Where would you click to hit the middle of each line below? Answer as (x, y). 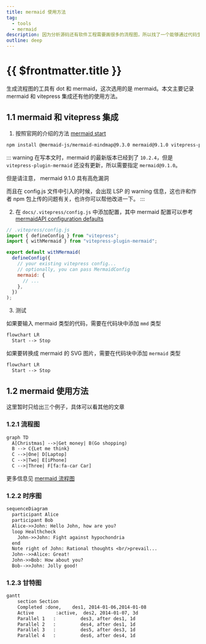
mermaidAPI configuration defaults (59, 219)
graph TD (17, 438)
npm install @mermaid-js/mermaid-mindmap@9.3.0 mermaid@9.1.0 (87, 145)
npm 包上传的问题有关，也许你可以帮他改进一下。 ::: (79, 199)
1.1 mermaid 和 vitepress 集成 (63, 117)
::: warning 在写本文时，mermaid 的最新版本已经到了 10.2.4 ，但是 (90, 157)
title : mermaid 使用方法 (36, 12)
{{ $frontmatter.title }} (64, 71)
